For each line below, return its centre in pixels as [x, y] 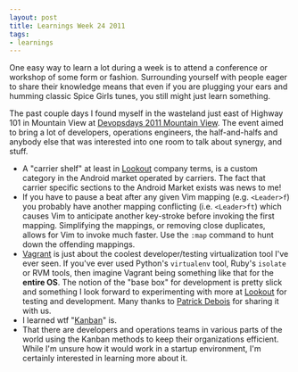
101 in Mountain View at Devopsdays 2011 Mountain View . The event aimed [146, 123]
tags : [19, 34]
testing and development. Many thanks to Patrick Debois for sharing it [150, 302]
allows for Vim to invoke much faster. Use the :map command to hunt [148, 235]
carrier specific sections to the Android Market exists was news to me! [152, 187]
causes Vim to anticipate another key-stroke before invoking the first [148, 216]
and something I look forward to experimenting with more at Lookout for [154, 292]
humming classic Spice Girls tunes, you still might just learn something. [140, 96]
